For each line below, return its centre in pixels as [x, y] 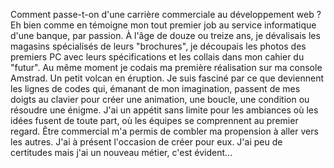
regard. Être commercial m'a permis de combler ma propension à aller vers [164, 131]
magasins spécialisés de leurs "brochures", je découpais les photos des [158, 46]
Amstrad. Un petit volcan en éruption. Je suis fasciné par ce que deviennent [167, 78]
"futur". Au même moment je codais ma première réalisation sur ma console [166, 67]
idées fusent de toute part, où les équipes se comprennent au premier [154, 120]
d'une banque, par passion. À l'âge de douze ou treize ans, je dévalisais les [165, 35]
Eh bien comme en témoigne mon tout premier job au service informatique [163, 25]
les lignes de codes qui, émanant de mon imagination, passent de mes [155, 88]
